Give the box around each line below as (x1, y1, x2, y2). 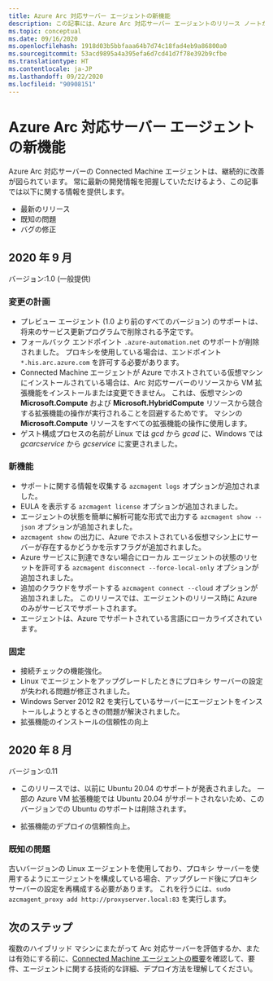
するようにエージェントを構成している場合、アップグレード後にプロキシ (15, 873, 258, 884)
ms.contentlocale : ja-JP (8, 65, 93, 73)
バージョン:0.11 (8, 766, 58, 776)
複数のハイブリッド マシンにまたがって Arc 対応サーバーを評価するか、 (8, 944, 246, 953)
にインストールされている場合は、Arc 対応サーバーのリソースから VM (19, 377, 253, 387)
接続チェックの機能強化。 (19, 666, 106, 676)
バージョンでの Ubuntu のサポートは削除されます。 (19, 803, 191, 813)
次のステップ (8, 920, 73, 934)
